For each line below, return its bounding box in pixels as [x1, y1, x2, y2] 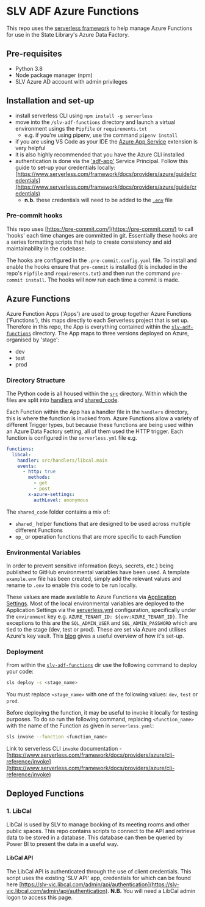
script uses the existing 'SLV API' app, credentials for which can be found [6, 874, 191, 881]
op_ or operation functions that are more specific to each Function [15, 533, 181, 540]
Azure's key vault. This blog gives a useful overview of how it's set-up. [6, 632, 184, 639]
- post [33, 486, 51, 492]
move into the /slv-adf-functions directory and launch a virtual [15, 118, 176, 126]
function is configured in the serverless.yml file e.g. [6, 434, 137, 441]
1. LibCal [6, 807, 32, 815]
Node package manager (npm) [15, 71, 93, 79]
